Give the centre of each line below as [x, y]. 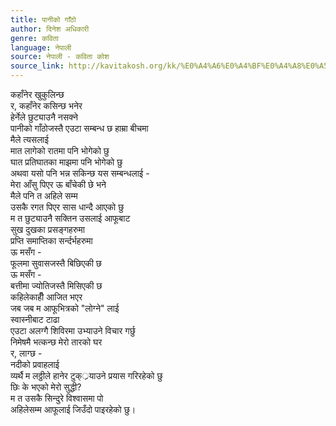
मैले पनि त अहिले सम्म [44, 195]
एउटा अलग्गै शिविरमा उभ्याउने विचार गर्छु [73, 330]
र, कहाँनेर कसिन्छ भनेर [46, 105]
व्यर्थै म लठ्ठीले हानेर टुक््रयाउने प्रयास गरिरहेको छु [86, 375]
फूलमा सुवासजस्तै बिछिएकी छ [56, 263]
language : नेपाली [41, 47]
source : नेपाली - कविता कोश [60, 57]
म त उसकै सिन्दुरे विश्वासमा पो [57, 398]
